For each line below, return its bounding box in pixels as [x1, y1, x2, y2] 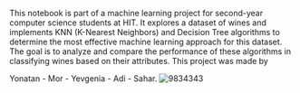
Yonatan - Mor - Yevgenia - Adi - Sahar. [9, 73, 158, 84]
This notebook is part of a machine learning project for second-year [9, 8, 264, 18]
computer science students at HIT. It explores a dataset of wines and [9, 17, 267, 28]
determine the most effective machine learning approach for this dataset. [9, 36, 283, 47]
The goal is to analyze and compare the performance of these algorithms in [9, 46, 292, 57]
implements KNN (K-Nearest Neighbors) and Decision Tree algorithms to [9, 27, 281, 37]
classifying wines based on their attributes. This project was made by [9, 56, 269, 66]
